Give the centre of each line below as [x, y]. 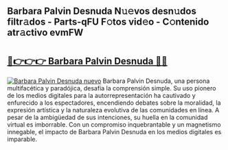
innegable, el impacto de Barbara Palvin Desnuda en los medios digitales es [114, 132]
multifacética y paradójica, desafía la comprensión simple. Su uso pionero [112, 88]
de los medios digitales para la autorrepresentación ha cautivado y [101, 96]
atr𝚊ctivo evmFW [45, 33]
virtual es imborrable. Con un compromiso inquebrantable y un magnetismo [114, 125]
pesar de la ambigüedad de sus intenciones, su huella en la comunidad [107, 117]
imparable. [22, 139]
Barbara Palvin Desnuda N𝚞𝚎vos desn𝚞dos [102, 11]
